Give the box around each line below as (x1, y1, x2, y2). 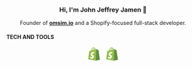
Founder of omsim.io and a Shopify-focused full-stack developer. (20, 19, 186, 27)
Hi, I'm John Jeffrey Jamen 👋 (59, 5, 147, 14)
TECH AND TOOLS (6, 33, 55, 40)
